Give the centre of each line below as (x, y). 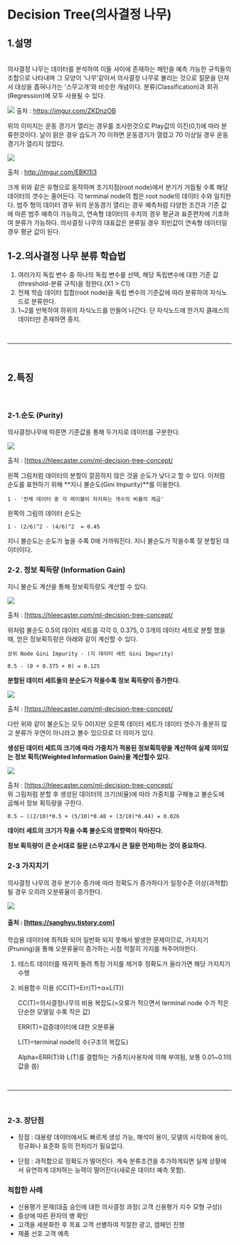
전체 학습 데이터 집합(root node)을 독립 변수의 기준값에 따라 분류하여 (113, 292)
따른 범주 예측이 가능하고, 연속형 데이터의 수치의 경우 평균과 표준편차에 (112, 214)
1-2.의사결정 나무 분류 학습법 (67, 256)
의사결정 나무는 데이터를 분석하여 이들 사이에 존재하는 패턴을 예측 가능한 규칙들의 (119, 69)
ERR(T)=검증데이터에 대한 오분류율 (66, 1026)
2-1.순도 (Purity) (35, 415)
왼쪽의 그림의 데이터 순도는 (44, 513)
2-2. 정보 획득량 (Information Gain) (67, 569)
